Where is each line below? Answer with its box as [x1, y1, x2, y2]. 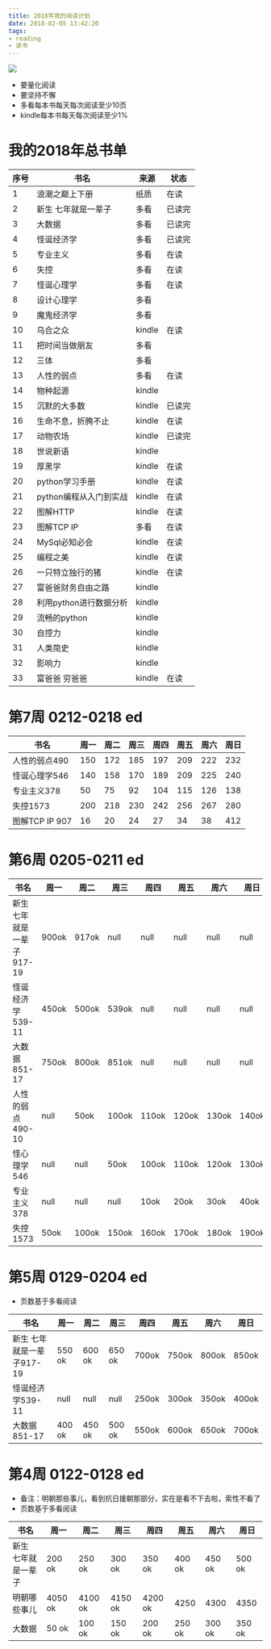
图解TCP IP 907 [12, 816, 73, 827]
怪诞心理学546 [12, 770, 69, 781]
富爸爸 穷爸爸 [36, 673, 88, 684]
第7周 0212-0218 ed [8, 708, 144, 726]
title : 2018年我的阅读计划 [8, 11, 90, 20]
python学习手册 [36, 476, 96, 488]
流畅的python [36, 613, 88, 624]
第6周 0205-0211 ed [8, 851, 144, 869]
